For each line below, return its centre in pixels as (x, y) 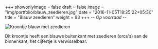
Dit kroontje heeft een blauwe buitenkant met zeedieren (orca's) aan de (77, 36)
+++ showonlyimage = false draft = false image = (55, 7)
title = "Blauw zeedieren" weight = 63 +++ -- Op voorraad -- (66, 17)
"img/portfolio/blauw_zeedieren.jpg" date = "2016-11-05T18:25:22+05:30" (79, 12)
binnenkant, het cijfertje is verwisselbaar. (46, 41)
